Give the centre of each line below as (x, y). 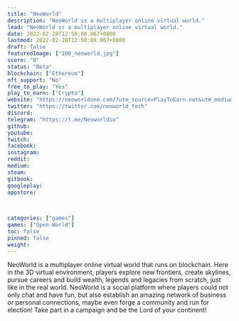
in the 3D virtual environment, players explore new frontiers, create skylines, (119, 272)
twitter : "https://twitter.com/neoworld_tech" (78, 107)
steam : (17, 172)
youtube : (20, 133)
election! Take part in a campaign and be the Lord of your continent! (107, 310)
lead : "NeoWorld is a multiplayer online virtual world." (95, 27)
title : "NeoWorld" (34, 14)
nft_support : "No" (34, 80)
